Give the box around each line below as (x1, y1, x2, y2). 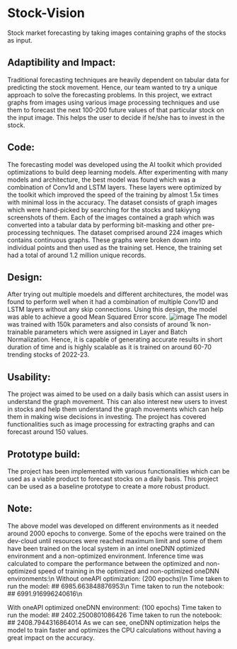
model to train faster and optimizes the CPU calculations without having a (7, 626, 221, 634)
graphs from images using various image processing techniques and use (7, 98, 220, 107)
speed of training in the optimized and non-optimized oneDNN (37, 567, 219, 575)
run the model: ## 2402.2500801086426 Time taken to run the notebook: (7, 611, 222, 619)
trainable (7, 328, 33, 337)
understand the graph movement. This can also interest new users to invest (7, 398, 228, 406)
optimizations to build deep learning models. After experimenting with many (7, 168, 229, 176)
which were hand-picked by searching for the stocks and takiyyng (7, 205, 200, 214)
